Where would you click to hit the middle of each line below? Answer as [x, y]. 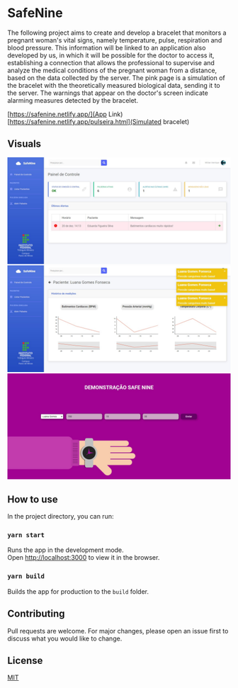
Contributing [36, 614]
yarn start [26, 535]
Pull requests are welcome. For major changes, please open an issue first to [118, 631]
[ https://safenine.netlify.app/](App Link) [65, 114]
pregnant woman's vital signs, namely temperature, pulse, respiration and [115, 40]
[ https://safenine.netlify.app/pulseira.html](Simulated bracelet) [98, 121]
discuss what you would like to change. [65, 638]
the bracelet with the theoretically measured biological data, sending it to [114, 85]
